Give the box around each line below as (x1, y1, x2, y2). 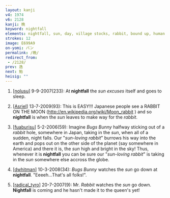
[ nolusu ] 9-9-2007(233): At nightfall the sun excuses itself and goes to (12, 88, 162, 94)
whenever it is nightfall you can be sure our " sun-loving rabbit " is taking (12, 151, 164, 157)
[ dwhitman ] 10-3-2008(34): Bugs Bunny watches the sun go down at (12, 166, 158, 172)
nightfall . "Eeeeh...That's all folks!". (12, 171, 87, 178)
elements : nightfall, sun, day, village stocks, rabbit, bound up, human (5, 31, 165, 36)
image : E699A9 (5, 41, 36, 46)
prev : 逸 (5, 64, 23, 69)
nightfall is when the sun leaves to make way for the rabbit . (12, 114, 138, 120)
